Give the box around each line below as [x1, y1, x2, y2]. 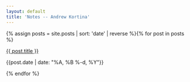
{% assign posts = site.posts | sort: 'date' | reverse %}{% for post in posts [6, 30, 185, 37]
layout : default [6, 8, 46, 15]
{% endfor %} [6, 70, 40, 77]
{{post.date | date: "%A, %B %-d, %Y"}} [6, 59, 104, 66]
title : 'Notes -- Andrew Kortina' [6, 14, 91, 20]
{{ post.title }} [6, 47, 39, 54]
